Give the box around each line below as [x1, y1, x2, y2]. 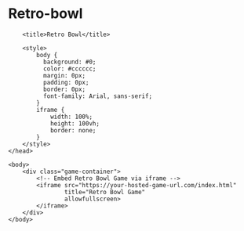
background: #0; [42, 58, 97, 66]
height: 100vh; [49, 119, 100, 128]
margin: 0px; [42, 71, 86, 79]
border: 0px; [42, 85, 86, 93]
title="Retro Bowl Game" [64, 188, 146, 196]
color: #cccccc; [42, 64, 97, 73]
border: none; [49, 126, 97, 134]
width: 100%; [49, 113, 93, 121]
